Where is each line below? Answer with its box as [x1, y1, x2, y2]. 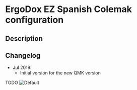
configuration [5, 14, 64, 26]
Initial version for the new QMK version [20, 70, 101, 76]
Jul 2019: [12, 64, 32, 71]
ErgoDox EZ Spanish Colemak [5, 4, 132, 15]
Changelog [5, 51, 41, 60]
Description [5, 34, 43, 43]
